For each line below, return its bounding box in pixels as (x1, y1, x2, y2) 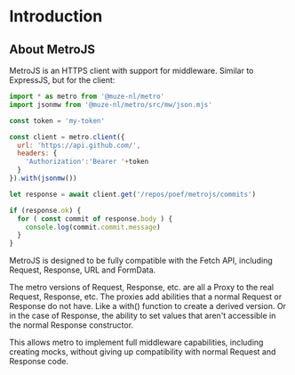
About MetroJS (9, 42, 96, 57)
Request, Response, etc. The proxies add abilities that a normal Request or (9, 291, 283, 302)
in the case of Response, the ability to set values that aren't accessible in (9, 310, 276, 322)
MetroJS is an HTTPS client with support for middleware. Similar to (9, 65, 254, 76)
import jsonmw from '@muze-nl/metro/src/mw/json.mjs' (9, 100, 213, 109)
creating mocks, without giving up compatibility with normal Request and (9, 346, 276, 357)
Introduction (9, 6, 103, 27)
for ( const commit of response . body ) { (17, 214, 173, 224)
